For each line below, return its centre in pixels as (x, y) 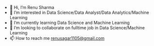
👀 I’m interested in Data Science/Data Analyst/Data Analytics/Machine (79, 12)
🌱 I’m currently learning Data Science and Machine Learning (69, 23)
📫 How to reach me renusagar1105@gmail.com (57, 38)
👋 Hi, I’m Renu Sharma (32, 7)
